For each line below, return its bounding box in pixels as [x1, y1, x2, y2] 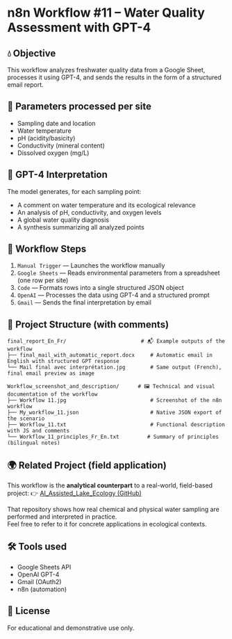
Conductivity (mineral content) [17, 141, 106, 149]
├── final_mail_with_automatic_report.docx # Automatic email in [7, 352, 213, 359]
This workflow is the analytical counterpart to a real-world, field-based [7, 481, 213, 490]
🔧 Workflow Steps [7, 243, 87, 255]
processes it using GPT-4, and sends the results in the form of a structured [7, 73, 222, 81]
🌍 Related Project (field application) [7, 459, 167, 471]
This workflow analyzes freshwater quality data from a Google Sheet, [7, 66, 206, 74]
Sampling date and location [17, 119, 96, 127]
